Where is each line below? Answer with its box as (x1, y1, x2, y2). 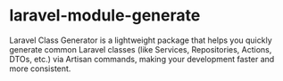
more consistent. (9, 63, 71, 74)
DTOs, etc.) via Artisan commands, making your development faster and (9, 53, 275, 64)
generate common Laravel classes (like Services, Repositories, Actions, (9, 44, 272, 54)
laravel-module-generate (9, 5, 201, 26)
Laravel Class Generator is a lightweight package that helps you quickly (9, 35, 272, 45)
